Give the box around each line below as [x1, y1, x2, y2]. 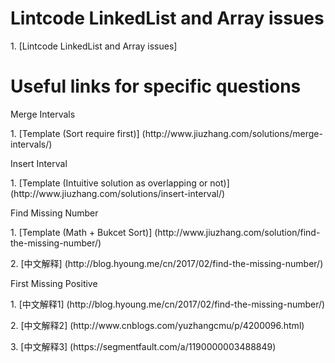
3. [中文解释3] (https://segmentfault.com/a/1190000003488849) [10, 340, 277, 352]
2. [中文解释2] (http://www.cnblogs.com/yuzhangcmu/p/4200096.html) [10, 319, 305, 331]
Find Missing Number [10, 207, 99, 219]
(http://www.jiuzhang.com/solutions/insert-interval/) [10, 187, 226, 199]
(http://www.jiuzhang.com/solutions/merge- [141, 127, 323, 139]
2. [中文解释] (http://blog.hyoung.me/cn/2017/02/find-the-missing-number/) [10, 257, 324, 269]
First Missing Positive [10, 277, 98, 289]
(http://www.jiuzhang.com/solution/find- [154, 226, 321, 238]
